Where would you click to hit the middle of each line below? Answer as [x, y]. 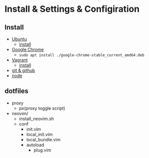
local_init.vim [39, 134]
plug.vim [42, 150]
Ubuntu [19, 39]
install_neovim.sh [37, 119]
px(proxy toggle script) [42, 108]
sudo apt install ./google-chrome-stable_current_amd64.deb [82, 55]
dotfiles [17, 91]
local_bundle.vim [43, 139]
